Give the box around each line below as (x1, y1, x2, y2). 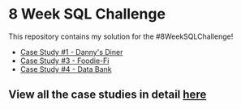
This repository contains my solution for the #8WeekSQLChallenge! (8, 31, 234, 41)
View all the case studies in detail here (8, 88, 207, 102)
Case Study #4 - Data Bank (19, 64, 112, 73)
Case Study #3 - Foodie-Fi (19, 56, 110, 65)
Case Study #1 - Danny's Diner (19, 47, 123, 57)
